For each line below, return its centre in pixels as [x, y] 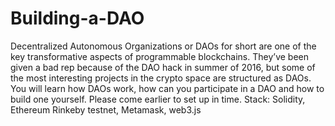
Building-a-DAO [77, 18]
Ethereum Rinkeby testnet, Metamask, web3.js [106, 109]
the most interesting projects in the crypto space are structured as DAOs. [161, 78]
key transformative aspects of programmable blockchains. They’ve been [159, 56]
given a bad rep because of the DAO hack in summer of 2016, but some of [163, 67]
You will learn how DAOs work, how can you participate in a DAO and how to [167, 88]
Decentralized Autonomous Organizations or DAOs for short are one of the [163, 46]
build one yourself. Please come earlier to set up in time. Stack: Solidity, [158, 99]
